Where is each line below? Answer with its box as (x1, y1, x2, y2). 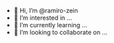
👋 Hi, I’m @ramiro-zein (13, 7, 78, 14)
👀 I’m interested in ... (13, 14, 73, 22)
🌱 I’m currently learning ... (13, 21, 88, 29)
